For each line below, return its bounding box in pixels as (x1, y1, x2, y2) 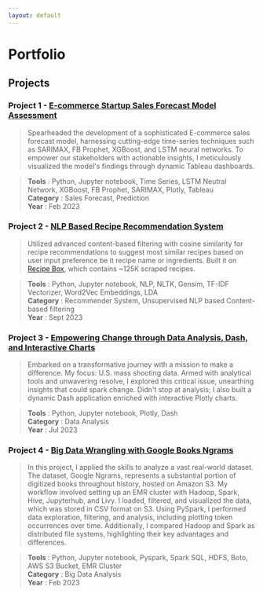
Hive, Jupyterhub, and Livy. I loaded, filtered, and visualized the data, (27, 496, 252, 505)
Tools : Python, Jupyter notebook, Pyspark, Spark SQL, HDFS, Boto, (27, 553, 249, 563)
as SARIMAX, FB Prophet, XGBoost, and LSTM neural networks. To (27, 145, 243, 154)
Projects (8, 76, 50, 90)
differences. (27, 537, 67, 547)
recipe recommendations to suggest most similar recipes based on (27, 247, 244, 256)
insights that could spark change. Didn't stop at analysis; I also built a (27, 385, 252, 394)
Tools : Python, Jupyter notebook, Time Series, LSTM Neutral (27, 176, 227, 185)
